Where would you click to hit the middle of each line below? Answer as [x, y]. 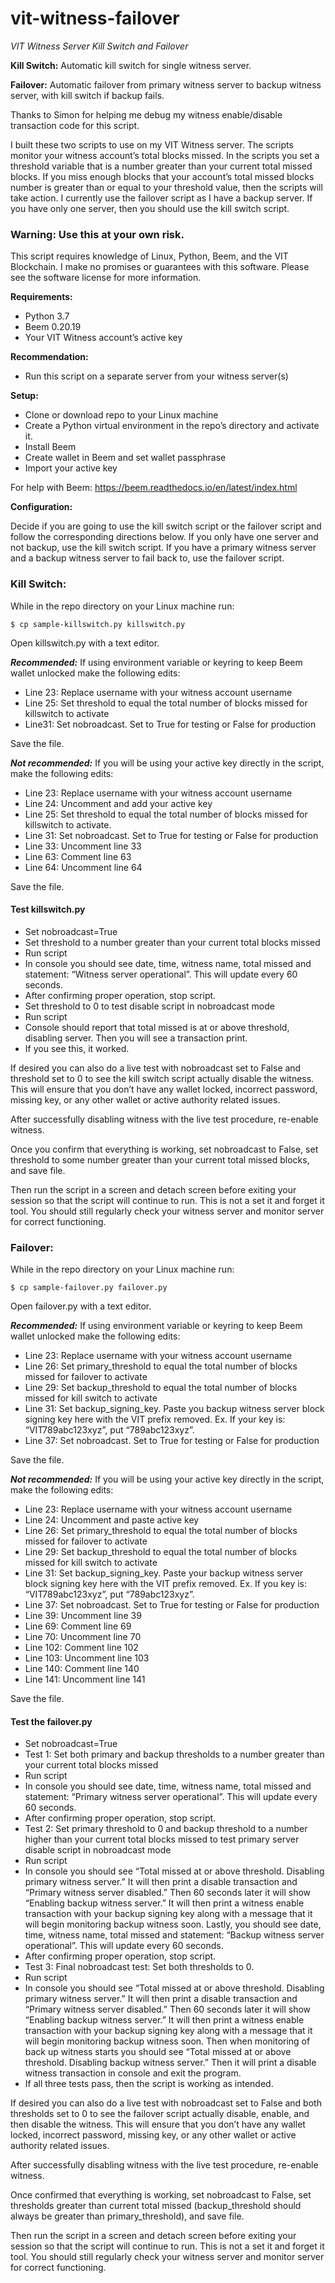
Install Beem [50, 447]
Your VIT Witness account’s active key [103, 338]
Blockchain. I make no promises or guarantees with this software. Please [160, 267]
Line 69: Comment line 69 [78, 1626]
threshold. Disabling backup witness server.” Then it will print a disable [170, 2063]
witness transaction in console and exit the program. [133, 2073]
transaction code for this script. [75, 125]
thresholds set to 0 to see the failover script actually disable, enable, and [160, 2114]
